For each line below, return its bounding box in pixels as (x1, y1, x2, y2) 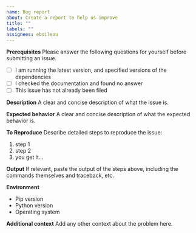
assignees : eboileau (6, 32, 59, 38)
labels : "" (6, 26, 34, 32)
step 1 (15, 141, 30, 148)
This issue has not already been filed (15, 86, 107, 94)
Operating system (15, 208, 60, 216)
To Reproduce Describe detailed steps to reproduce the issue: (6, 129, 163, 136)
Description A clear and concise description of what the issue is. (6, 99, 169, 106)
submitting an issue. (6, 55, 56, 62)
